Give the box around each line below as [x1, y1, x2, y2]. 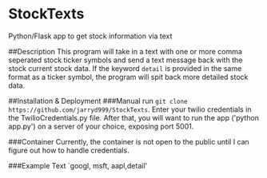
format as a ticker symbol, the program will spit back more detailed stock [8, 72, 249, 81]
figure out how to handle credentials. [8, 145, 130, 155]
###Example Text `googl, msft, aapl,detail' [8, 160, 148, 170]
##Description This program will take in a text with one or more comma [8, 46, 242, 56]
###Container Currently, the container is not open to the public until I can [8, 136, 249, 146]
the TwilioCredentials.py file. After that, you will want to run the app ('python [8, 113, 260, 122]
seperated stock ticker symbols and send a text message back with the [8, 55, 243, 65]
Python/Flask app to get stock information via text [8, 31, 173, 41]
